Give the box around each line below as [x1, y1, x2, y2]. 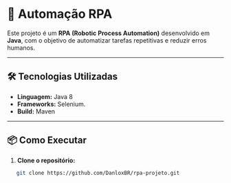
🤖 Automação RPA [7, 6, 113, 22]
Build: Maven [16, 107, 56, 116]
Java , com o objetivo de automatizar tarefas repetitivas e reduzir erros [7, 36, 208, 44]
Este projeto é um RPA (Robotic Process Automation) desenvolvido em [7, 29, 210, 37]
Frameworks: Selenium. [16, 100, 86, 108]
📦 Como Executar [7, 134, 87, 147]
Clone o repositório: [16, 156, 76, 164]
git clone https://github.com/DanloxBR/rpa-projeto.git [16, 169, 180, 176]
